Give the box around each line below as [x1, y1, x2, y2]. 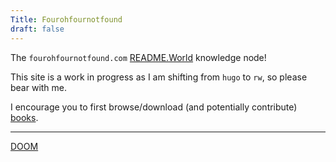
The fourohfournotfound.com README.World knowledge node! [10, 51, 267, 63]
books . [10, 111, 39, 123]
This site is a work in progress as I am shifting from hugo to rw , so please [10, 71, 308, 83]
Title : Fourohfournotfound [10, 14, 123, 25]
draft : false [10, 24, 65, 34]
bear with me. [10, 81, 68, 93]
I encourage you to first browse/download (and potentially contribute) [10, 101, 298, 113]
